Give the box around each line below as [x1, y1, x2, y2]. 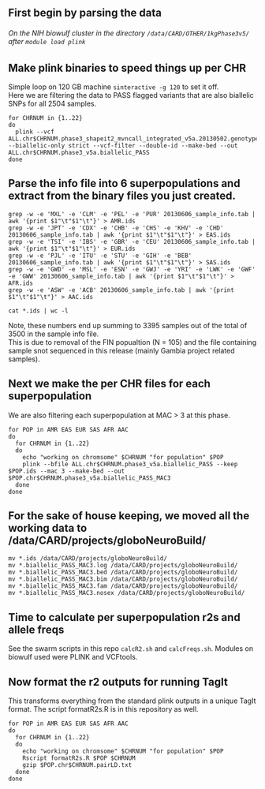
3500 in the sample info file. [8, 329, 99, 338]
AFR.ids [8, 279, 34, 287]
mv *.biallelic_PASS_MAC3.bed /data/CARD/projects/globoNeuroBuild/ [8, 568, 238, 577]
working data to [8, 522, 88, 535]
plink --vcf [15, 128, 55, 136]
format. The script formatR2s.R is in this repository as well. [8, 705, 199, 714]
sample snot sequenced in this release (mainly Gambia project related [8, 346, 235, 355]
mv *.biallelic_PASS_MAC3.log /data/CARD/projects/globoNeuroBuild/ [8, 562, 238, 570]
